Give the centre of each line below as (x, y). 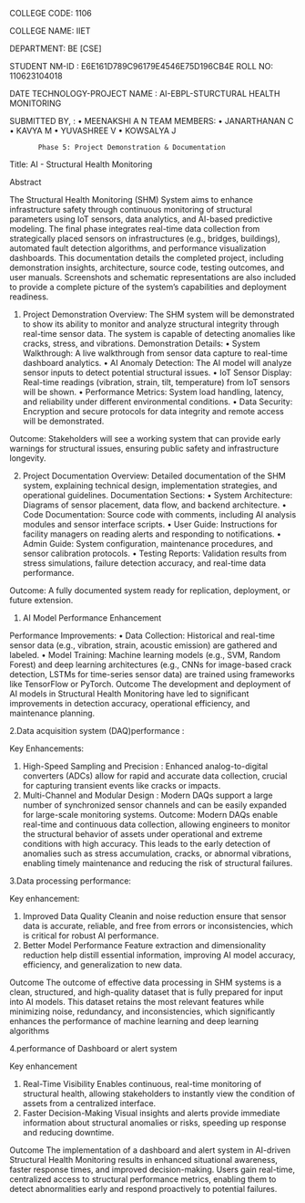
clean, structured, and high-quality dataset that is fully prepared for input (147, 992)
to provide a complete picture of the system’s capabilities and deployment (148, 287)
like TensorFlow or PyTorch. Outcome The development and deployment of (150, 684)
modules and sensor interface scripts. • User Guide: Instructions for (150, 524)
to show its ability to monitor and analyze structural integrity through (151, 324)
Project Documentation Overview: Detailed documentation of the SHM (154, 476)
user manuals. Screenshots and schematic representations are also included (153, 277)
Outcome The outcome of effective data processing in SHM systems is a (146, 982)
